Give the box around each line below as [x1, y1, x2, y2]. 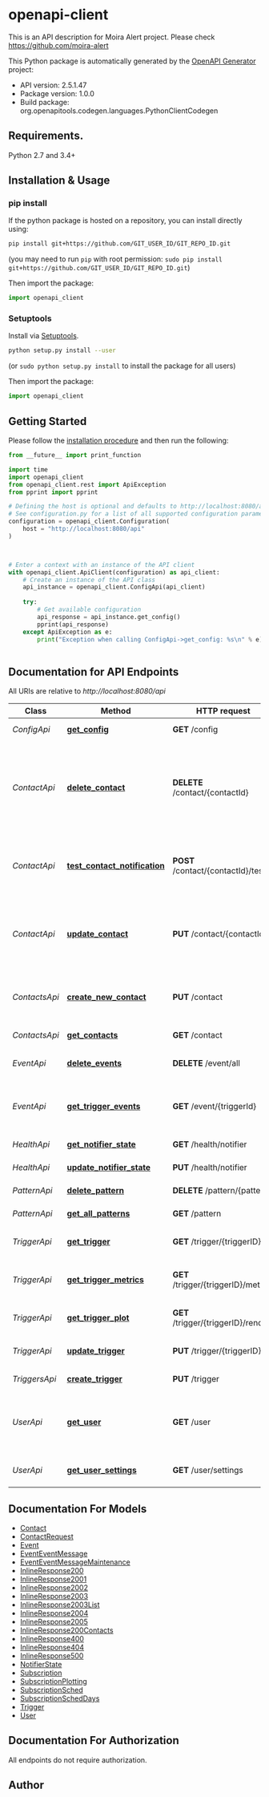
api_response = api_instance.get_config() [37, 613, 181, 621]
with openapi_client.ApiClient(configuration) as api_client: [8, 568, 220, 577]
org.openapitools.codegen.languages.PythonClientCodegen [19, 106, 219, 115]
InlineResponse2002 [19, 1582, 88, 1593]
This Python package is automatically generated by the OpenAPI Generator [8, 56, 256, 66]
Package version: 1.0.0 [19, 88, 94, 98]
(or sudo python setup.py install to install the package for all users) [8, 361, 236, 370]
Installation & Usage [8, 174, 110, 188]
